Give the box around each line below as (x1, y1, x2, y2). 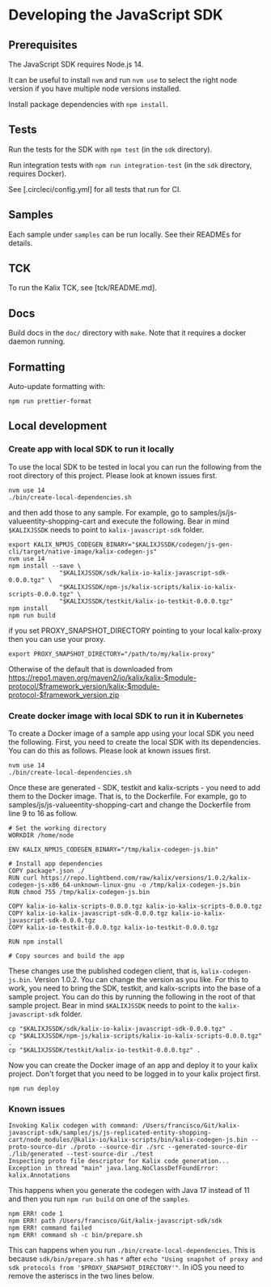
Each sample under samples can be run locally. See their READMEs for (8, 229, 241, 239)
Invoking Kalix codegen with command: (8, 1122, 139, 1130)
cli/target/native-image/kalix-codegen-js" (8, 547, 158, 556)
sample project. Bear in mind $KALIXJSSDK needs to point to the (8, 1001, 217, 1011)
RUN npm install (8, 938, 63, 946)
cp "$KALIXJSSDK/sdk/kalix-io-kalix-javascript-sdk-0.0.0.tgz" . (8, 1025, 233, 1033)
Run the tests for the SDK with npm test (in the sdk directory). (8, 144, 213, 154)
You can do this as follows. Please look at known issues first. (8, 746, 211, 755)
